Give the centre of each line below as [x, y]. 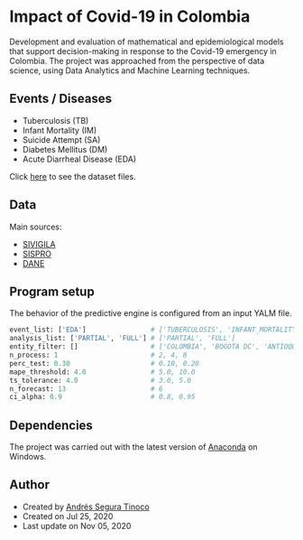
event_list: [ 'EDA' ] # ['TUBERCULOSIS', [116, 330]
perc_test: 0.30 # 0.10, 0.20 [105, 363]
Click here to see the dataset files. [73, 176]
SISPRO [37, 254]
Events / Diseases [61, 99]
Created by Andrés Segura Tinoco [86, 507]
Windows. [28, 457]
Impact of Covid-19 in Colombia [130, 17]
